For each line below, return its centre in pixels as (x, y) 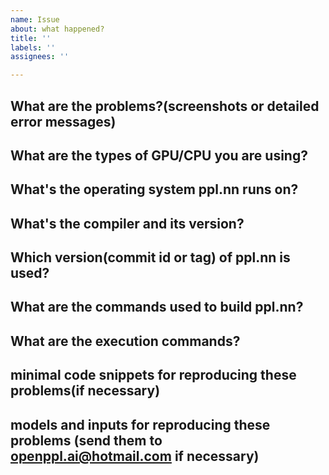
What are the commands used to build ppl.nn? (157, 307)
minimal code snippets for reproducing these (153, 375)
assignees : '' (40, 57)
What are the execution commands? (125, 341)
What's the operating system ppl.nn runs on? (154, 189)
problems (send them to (86, 440)
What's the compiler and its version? (127, 223)
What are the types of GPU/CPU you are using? (159, 155)
